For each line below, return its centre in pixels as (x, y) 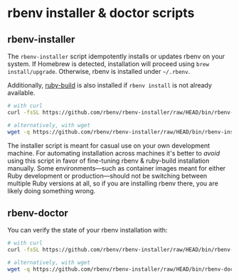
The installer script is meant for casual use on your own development (109, 145)
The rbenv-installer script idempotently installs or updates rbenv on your (116, 56)
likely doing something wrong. (52, 190)
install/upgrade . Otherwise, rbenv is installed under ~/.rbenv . (99, 71)
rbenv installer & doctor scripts (101, 13)
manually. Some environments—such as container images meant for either (117, 168)
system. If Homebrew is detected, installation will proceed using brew (108, 64)
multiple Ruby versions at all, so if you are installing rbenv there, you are (113, 183)
